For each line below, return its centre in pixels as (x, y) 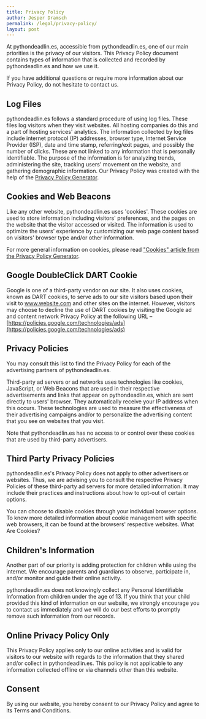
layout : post (23, 29)
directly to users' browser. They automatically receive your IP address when (102, 401)
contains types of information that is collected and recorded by (86, 60)
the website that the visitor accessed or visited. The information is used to (100, 224)
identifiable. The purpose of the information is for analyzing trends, (91, 158)
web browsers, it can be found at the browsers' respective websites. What (100, 524)
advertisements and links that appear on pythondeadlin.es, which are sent (100, 395)
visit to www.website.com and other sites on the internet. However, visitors (101, 303)
